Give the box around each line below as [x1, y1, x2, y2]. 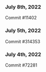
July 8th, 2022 [5, 3, 41, 10]
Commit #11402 [5, 15, 37, 21]
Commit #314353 [5, 38, 41, 44]
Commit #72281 [5, 62, 38, 68]
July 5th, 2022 [5, 27, 41, 34]
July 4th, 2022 [5, 51, 42, 58]
